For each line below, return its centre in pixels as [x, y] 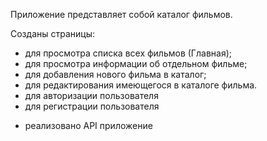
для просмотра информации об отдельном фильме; [136, 63]
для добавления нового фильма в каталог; [115, 74]
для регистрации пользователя [92, 106]
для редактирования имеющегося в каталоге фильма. [141, 85]
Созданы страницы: [52, 33]
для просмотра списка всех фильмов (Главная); [128, 53]
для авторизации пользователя [91, 95]
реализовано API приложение [88, 125]
